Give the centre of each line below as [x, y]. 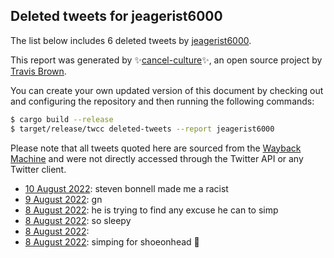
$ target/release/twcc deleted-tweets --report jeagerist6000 [142, 129]
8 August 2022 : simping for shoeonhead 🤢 [112, 241]
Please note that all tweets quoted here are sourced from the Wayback [156, 148]
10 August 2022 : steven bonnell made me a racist [126, 188]
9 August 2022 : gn [63, 199]
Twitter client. [38, 169]
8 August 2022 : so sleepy [78, 220]
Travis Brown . [38, 71]
